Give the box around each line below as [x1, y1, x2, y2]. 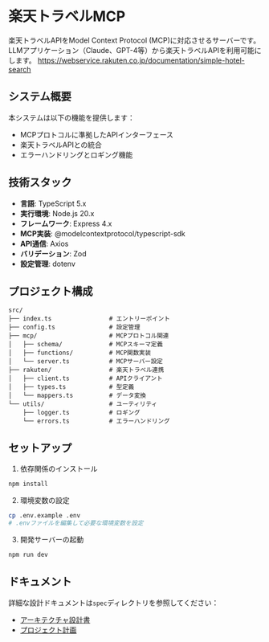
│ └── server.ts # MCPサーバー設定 [8, 358, 163, 366]
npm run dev [8, 550, 48, 558]
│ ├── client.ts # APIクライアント [8, 374, 163, 382]
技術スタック [8, 176, 72, 190]
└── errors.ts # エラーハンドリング [22, 417, 170, 426]
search [8, 64, 31, 74]
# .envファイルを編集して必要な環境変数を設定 [8, 519, 144, 527]
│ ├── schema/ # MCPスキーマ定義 [8, 341, 163, 349]
